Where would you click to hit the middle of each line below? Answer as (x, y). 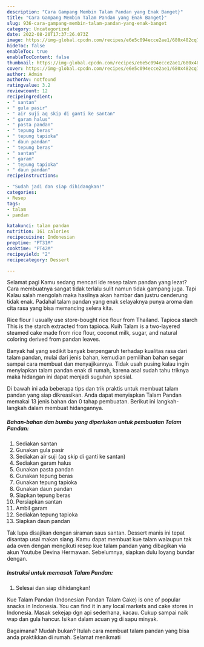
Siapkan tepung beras (43, 495)
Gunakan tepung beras (44, 476)
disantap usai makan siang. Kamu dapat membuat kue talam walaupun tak (100, 539)
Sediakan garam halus (43, 463)
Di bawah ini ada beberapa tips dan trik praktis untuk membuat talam (93, 389)
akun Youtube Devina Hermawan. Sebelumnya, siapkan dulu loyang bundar (101, 552)
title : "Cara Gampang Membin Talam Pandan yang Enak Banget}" (87, 18)
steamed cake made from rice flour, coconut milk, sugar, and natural (92, 333)
